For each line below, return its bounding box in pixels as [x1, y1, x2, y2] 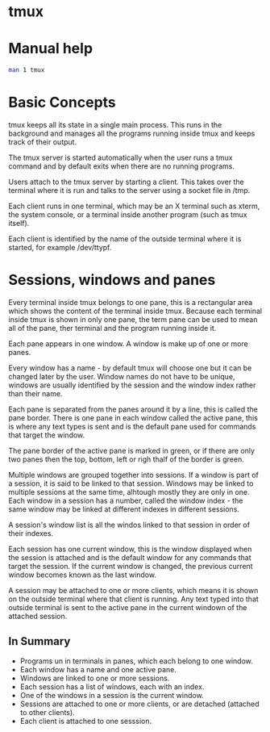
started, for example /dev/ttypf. [8, 242, 112, 252]
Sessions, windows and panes [8, 271, 216, 289]
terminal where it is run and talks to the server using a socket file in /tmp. [8, 185, 251, 195]
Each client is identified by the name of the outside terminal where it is [8, 233, 242, 244]
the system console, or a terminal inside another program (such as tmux [8, 209, 247, 220]
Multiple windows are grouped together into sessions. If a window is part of [8, 470, 260, 479]
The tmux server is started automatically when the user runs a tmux [8, 153, 233, 162]
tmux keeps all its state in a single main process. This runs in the [8, 119, 222, 129]
